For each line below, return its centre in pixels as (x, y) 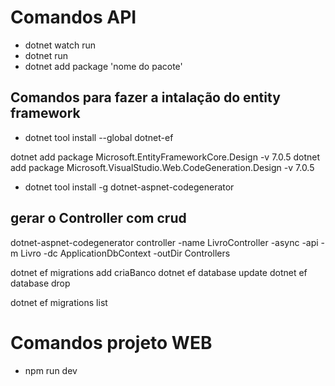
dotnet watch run (60, 45)
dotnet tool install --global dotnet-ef (99, 137)
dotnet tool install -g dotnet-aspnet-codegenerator (129, 187)
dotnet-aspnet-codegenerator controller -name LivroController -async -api (164, 242)
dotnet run (46, 55)
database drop (40, 283)
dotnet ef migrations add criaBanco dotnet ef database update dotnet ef (159, 272)
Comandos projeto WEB (111, 342)
